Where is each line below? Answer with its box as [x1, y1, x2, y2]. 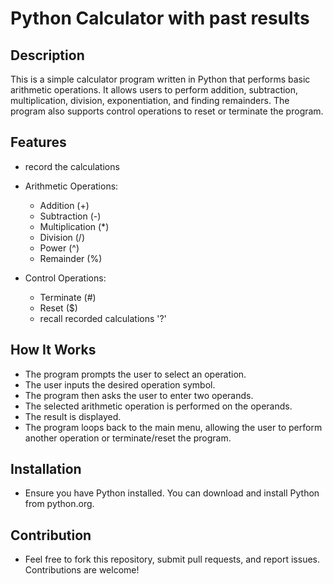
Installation [10, 461, 82, 478]
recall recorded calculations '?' [39, 312, 167, 324]
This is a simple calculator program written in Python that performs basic [10, 73, 311, 85]
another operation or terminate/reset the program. [24, 432, 232, 444]
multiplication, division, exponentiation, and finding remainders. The [10, 95, 290, 106]
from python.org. [24, 498, 95, 510]
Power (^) [39, 242, 80, 254]
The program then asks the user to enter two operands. [24, 389, 254, 401]
